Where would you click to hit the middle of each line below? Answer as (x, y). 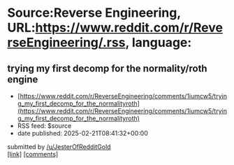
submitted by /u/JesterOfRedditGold (59, 147)
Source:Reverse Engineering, (94, 13)
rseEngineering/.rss (66, 43)
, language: (159, 43)
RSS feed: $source (44, 126)
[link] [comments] (33, 154)
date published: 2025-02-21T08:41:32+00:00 (82, 133)
